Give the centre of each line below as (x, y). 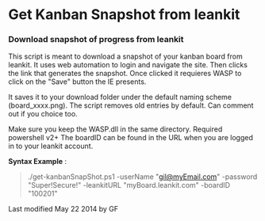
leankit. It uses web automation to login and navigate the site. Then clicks (128, 65)
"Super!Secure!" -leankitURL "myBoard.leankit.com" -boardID (129, 185)
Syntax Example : (38, 162)
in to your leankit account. (51, 146)
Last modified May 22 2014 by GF (63, 209)
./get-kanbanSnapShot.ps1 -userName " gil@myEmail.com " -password (142, 177)
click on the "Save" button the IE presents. (77, 82)
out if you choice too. (43, 114)
